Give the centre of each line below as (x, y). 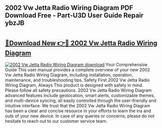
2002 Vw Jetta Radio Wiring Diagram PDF (69, 8)
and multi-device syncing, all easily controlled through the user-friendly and (81, 100)
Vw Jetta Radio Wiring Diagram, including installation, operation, (69, 75)
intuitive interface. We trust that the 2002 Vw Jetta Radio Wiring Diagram (78, 106)
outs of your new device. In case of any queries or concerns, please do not (80, 116)
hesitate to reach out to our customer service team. (56, 121)
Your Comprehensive (127, 64)
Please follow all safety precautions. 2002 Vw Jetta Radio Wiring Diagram (79, 90)
